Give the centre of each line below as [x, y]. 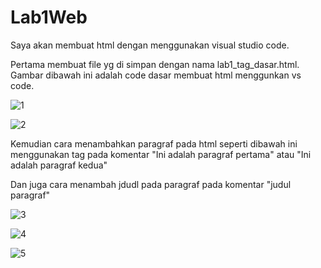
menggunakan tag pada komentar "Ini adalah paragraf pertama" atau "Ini [161, 154]
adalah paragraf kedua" [59, 165]
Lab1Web [49, 17]
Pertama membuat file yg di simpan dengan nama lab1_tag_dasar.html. [155, 64]
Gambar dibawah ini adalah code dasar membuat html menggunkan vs [156, 75]
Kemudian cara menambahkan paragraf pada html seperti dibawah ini [154, 143]
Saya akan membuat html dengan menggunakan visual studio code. [150, 45]
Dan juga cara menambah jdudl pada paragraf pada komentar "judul [151, 184]
